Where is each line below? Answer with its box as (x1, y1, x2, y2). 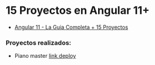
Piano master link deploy (14, 52, 76, 60)
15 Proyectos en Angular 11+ (5, 4, 150, 17)
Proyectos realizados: (5, 39, 71, 47)
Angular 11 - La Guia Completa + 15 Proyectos (14, 23, 128, 31)
